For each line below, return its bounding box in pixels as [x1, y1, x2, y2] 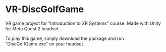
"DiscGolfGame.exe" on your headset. [5, 40, 85, 46]
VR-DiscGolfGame [5, 4, 84, 15]
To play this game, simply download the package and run [5, 35, 124, 41]
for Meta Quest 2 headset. [5, 25, 60, 31]
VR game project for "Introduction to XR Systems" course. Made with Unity [5, 20, 161, 26]
